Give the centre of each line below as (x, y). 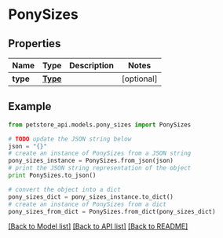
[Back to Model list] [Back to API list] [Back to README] (98, 226)
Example (30, 106)
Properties (35, 44)
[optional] (139, 79)
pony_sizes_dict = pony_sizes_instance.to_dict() (91, 197)
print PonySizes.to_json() (52, 176)
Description (91, 66)
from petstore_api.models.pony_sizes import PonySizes (100, 124)
